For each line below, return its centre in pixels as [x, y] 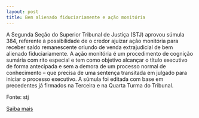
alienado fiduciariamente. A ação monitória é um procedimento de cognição [99, 53]
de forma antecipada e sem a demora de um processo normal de [86, 66]
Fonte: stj [18, 97]
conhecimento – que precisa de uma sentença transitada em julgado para [97, 72]
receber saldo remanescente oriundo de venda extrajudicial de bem [90, 47]
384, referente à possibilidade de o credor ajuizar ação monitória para [92, 41]
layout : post [22, 12]
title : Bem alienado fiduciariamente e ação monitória [76, 17]
